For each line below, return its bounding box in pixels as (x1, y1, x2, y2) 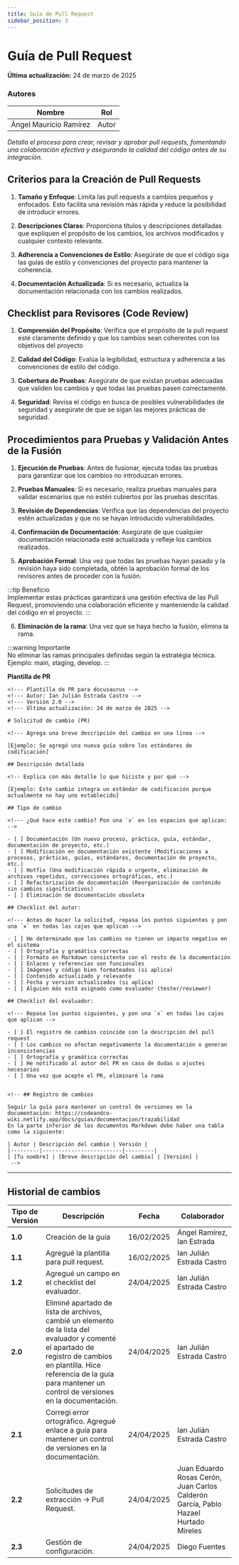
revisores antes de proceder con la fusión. (17, 572, 142, 580)
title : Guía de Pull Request (7, 10, 94, 18)
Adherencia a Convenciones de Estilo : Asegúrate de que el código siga (17, 250, 230, 258)
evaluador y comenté (45, 1333, 117, 1343)
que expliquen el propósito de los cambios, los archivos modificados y (17, 229, 224, 237)
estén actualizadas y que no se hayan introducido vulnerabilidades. (17, 514, 216, 523)
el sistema (7, 941, 40, 949)
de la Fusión (7, 444, 62, 456)
